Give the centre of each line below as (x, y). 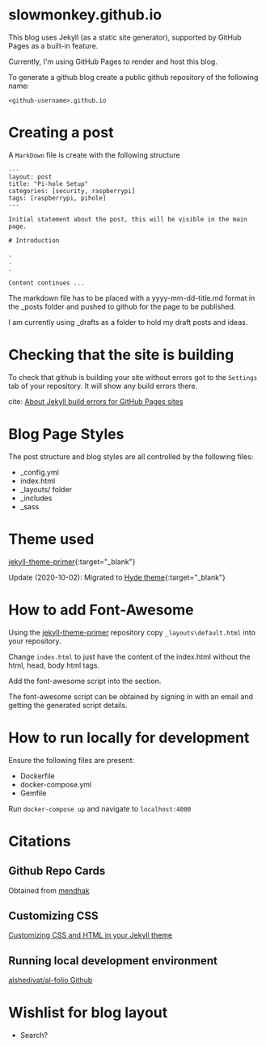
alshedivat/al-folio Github (51, 981)
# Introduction (34, 240)
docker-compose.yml (56, 784)
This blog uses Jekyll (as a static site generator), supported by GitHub (125, 37)
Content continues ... (46, 283)
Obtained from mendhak (49, 890)
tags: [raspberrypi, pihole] (57, 198)
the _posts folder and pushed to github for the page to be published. (122, 306)
